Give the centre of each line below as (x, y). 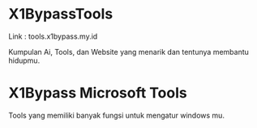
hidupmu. (24, 60)
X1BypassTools (61, 14)
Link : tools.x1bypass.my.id (53, 36)
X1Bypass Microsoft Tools (98, 93)
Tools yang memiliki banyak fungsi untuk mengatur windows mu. (117, 115)
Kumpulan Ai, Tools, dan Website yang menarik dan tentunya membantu (129, 52)
